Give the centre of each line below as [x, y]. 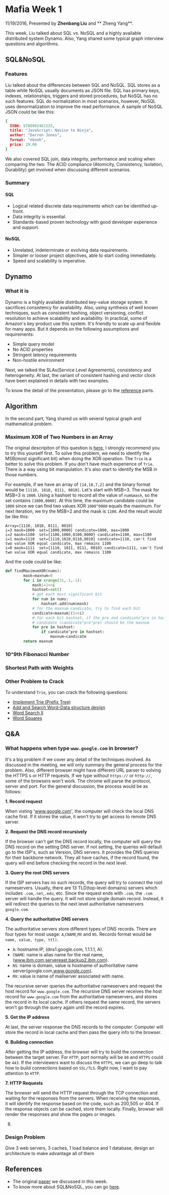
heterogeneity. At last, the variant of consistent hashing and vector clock [80, 375]
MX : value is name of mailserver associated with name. [68, 976]
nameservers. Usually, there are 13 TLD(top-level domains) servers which [81, 888]
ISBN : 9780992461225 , [32, 126]
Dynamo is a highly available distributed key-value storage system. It [76, 302]
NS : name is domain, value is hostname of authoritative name [75, 965]
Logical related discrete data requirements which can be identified [81, 206]
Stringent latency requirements [45, 355]
